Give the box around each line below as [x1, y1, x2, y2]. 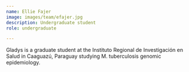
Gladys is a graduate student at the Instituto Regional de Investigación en [6, 47, 184, 54]
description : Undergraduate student [6, 19, 96, 25]
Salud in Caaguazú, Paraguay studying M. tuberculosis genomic [6, 53, 161, 60]
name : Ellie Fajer [6, 8, 51, 15]
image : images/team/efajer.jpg [6, 14, 83, 20]
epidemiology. [6, 59, 41, 66]
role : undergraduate [6, 25, 57, 31]
